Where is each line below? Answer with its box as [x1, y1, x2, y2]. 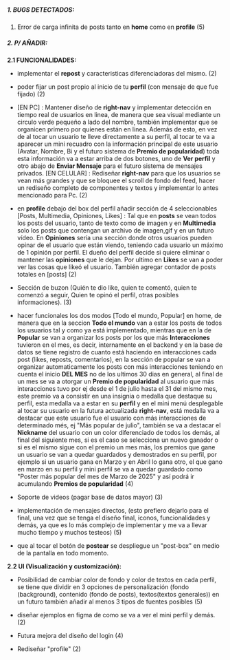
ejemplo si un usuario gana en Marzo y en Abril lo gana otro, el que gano [16, 458, 223, 466]
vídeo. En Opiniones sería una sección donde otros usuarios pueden [16, 233, 212, 242]
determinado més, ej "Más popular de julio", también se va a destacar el [16, 421, 221, 429]
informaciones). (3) [16, 298, 72, 306]
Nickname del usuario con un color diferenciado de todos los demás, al [16, 428, 220, 436]
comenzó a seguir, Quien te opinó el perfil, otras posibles [16, 290, 179, 299]
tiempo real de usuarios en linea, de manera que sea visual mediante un [16, 110, 221, 118]
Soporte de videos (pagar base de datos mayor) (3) [16, 493, 163, 501]
